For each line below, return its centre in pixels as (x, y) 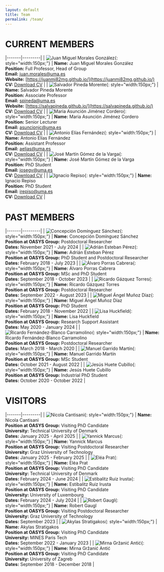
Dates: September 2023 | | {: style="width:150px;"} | (81, 522)
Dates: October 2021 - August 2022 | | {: (70, 364)
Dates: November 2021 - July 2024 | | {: (71, 247)
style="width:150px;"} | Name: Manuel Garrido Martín (61, 354)
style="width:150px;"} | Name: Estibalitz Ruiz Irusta (58, 484)
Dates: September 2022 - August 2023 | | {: (80, 295)
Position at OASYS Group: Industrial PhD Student (56, 375)
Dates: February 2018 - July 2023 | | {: (71, 263)
